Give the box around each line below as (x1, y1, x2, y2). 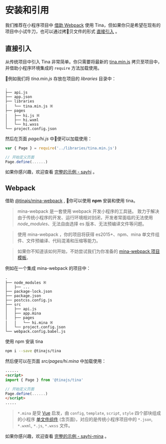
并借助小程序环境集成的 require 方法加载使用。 (5, 65, 102, 71)
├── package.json (5, 293, 41, 298)
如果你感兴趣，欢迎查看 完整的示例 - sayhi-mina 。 (5, 433, 110, 439)
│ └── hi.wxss (5, 122, 39, 127)
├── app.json (5, 94, 32, 99)
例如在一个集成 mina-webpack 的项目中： (5, 265, 91, 271)
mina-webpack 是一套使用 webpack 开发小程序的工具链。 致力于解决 (17, 208, 160, 214)
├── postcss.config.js (5, 298, 52, 303)
